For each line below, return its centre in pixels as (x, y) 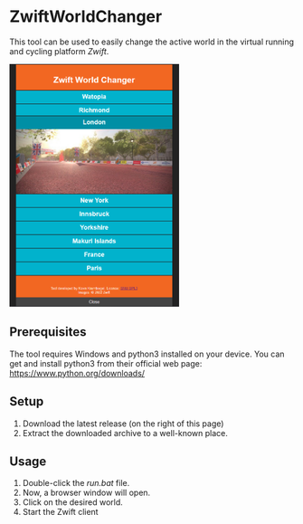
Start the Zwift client (60, 512)
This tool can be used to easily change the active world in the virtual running (152, 42)
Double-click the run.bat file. (76, 483)
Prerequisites (48, 332)
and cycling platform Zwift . (59, 51)
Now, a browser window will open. (86, 493)
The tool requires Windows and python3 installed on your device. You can (147, 354)
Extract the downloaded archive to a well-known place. (125, 433)
